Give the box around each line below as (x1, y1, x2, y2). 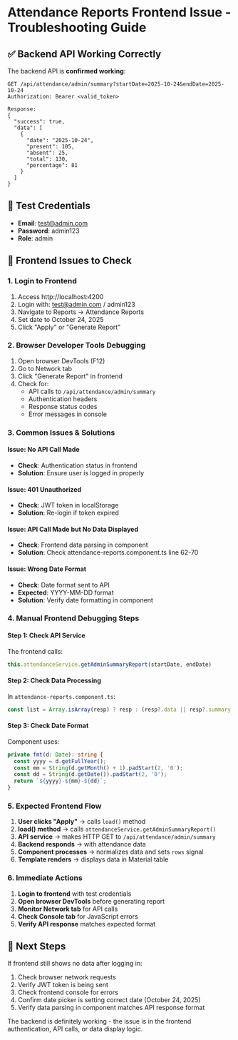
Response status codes (28, 402, 98, 410)
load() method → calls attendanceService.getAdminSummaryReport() (17, 825, 217, 834)
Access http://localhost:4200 (17, 292, 104, 301)
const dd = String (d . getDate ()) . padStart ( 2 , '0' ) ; (14, 771, 167, 778)
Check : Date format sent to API (17, 580, 110, 589)
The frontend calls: (7, 647, 63, 655)
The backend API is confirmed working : (7, 67, 126, 75)
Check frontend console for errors (17, 988, 119, 996)
